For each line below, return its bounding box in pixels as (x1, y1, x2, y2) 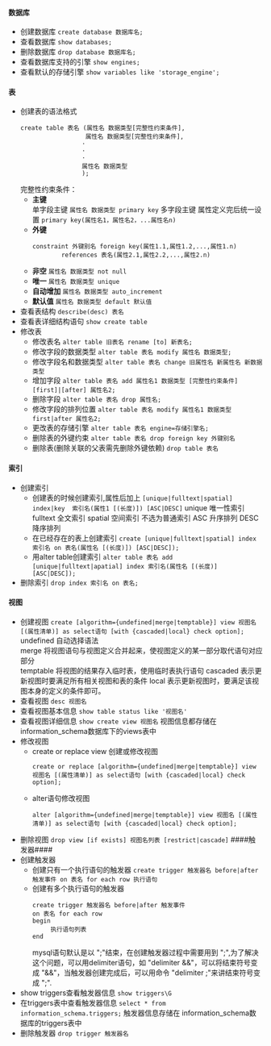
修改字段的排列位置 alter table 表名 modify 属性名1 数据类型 (31, 404, 232, 415)
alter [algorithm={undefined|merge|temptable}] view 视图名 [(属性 (31, 811, 258, 819)
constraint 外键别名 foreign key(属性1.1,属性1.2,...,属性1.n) (31, 243, 237, 251)
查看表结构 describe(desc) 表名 (19, 306, 124, 316)
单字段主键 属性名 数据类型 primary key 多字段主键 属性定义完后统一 (31, 205, 255, 215)
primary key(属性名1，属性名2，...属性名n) (41, 216, 177, 225)
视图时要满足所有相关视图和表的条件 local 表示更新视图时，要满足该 (27, 676, 252, 686)
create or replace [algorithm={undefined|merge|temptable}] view (31, 762, 256, 770)
